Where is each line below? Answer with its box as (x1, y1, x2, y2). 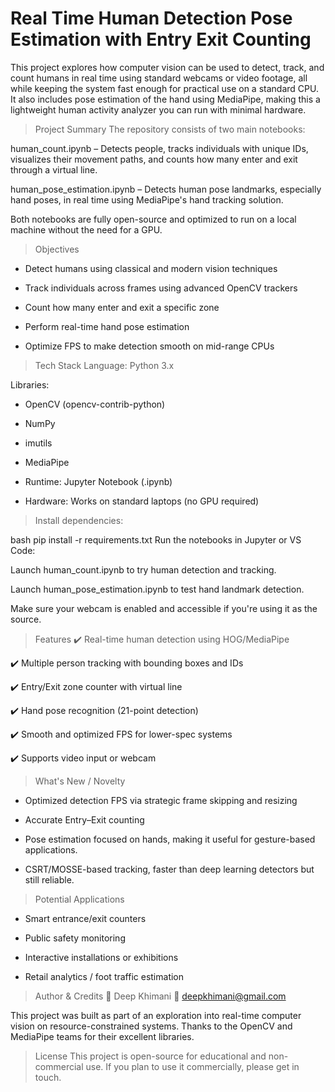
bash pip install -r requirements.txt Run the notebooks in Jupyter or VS (10, 533, 302, 546)
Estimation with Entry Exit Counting (10, 28, 312, 51)
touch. (34, 1071, 62, 1083)
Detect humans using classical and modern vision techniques (24, 262, 278, 274)
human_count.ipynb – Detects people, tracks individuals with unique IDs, (10, 142, 309, 154)
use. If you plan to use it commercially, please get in (85, 1060, 300, 1072)
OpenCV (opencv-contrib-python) (24, 398, 166, 410)
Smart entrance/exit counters (24, 912, 147, 924)
